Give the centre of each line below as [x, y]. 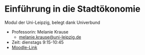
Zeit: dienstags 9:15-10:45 [37, 42]
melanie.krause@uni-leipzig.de [50, 37]
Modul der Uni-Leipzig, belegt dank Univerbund [52, 22]
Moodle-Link [24, 47]
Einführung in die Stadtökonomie [72, 9]
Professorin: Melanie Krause [40, 32]
